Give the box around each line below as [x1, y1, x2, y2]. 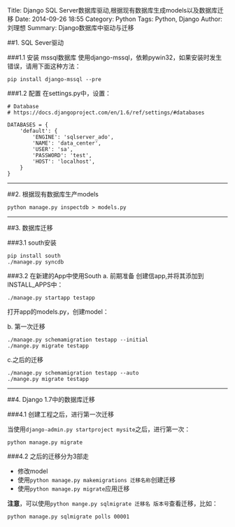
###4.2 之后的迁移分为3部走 [7, 452, 90, 460]
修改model [17, 467, 48, 475]
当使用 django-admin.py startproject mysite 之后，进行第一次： [7, 425, 191, 433]
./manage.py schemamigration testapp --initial [7, 336, 149, 343]
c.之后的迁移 [7, 356, 44, 363]
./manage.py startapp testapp [7, 294, 96, 301]
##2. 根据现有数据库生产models [7, 190, 99, 198]
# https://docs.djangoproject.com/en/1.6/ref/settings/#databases [7, 109, 205, 116]
